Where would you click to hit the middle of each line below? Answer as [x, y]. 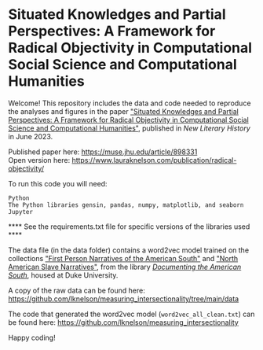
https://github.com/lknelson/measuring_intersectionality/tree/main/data [124, 298]
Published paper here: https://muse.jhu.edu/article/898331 [103, 152]
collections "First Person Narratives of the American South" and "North [123, 258]
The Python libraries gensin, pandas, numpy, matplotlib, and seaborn [126, 205]
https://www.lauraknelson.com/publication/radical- [154, 160]
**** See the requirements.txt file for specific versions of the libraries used [129, 227]
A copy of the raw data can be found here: [77, 290]
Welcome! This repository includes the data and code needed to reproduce [130, 103]
